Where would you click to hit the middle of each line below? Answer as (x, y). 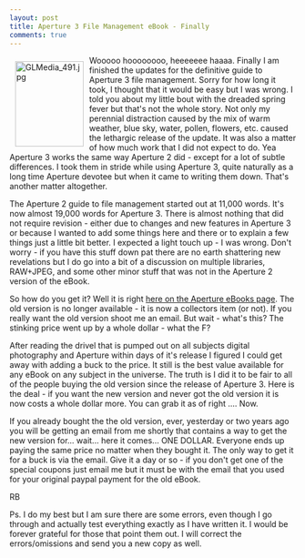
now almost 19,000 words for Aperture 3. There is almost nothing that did (147, 214)
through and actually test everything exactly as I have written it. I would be (149, 524)
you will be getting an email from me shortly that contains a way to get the (148, 431)
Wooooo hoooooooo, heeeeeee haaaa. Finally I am (184, 61)
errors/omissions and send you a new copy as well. (106, 543)
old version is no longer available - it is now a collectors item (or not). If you (151, 309)
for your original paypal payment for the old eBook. (105, 480)
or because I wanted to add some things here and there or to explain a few (149, 233)
